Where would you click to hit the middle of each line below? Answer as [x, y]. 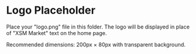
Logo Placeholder [51, 10]
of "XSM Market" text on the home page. [57, 33]
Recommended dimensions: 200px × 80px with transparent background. [96, 45]
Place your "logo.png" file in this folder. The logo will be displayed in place [98, 27]
